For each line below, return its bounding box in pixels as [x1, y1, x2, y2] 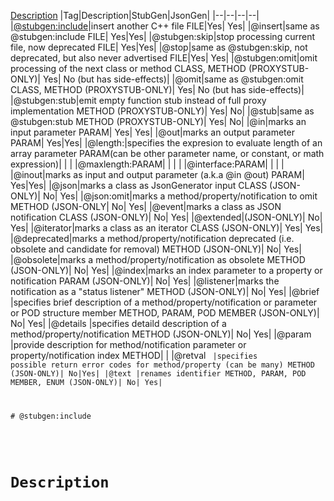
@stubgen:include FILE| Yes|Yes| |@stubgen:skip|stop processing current [10, 31, 315, 42]
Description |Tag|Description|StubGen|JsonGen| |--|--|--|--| [10, 10, 260, 21]
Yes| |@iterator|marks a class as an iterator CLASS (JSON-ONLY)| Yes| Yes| [10, 222, 324, 234]
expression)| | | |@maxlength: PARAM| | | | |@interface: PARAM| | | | [10, 158, 285, 170]
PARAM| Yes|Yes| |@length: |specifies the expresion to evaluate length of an [10, 137, 323, 149]
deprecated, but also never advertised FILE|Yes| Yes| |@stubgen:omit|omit [10, 52, 318, 64]
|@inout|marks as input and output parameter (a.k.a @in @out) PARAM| [10, 169, 305, 180]
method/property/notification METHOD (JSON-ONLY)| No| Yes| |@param [10, 328, 312, 340]
